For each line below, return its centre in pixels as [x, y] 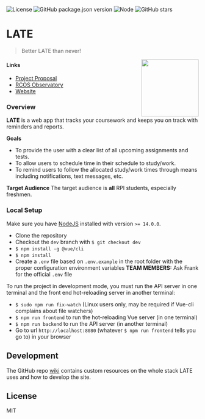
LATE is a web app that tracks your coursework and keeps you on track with [102, 120]
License [22, 396]
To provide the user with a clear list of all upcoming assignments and [102, 150]
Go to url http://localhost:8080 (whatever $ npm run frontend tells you [106, 330]
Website [26, 91]
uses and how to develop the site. [49, 377]
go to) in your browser [43, 336]
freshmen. [19, 194]
